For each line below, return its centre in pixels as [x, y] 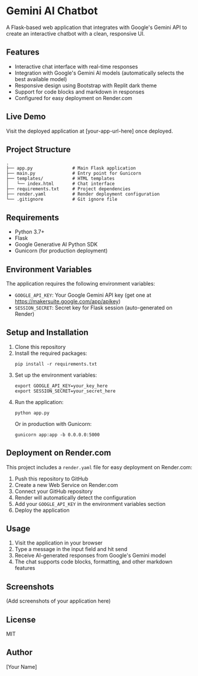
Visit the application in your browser [59, 543]
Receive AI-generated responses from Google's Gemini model [90, 556]
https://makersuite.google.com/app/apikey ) [68, 301]
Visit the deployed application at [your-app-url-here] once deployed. [90, 131]
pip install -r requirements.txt [56, 364]
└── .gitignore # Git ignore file [62, 200]
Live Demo [26, 117]
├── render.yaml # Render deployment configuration [83, 194]
